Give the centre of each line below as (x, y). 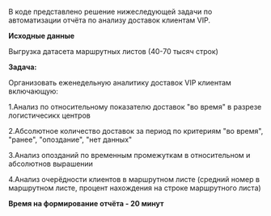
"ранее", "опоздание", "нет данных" (70, 139)
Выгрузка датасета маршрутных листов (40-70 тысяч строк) (113, 51)
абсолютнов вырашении (51, 164)
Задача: (23, 67)
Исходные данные (42, 36)
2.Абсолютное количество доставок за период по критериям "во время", (136, 131)
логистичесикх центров (49, 115)
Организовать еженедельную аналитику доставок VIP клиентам (120, 83)
